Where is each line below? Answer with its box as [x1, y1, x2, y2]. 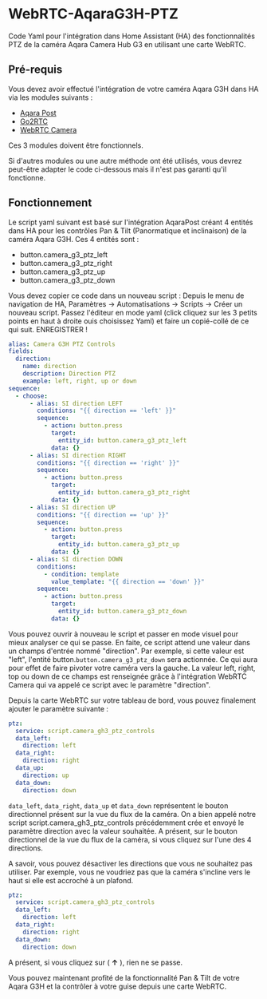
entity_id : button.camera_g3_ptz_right [58, 489, 191, 497]
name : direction [22, 363, 77, 371]
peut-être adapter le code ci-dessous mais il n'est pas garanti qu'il [8, 165, 227, 174]
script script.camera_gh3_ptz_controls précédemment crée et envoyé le [8, 818, 245, 827]
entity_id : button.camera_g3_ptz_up [58, 541, 180, 549]
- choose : [15, 392, 48, 400]
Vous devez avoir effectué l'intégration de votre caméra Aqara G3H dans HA [8, 84, 259, 93]
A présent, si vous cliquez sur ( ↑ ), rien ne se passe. [8, 957, 183, 967]
